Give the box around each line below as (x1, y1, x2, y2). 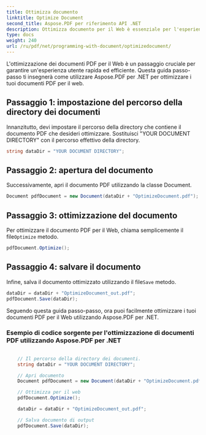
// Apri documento (17, 372, 64, 379)
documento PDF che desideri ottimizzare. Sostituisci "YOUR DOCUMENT (6, 129, 191, 137)
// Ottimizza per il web (17, 389, 81, 396)
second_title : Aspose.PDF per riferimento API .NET (6, 20, 141, 26)
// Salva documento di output (17, 417, 95, 423)
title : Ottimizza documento (6, 9, 78, 15)
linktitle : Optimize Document (6, 15, 84, 21)
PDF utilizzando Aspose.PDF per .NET (6, 336, 121, 345)
